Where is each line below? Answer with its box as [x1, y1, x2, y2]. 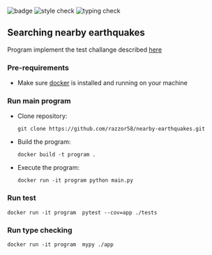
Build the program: [17, 138, 71, 146]
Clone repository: [17, 112, 68, 120]
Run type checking [7, 225, 73, 235]
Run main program [7, 96, 71, 106]
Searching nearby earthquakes [7, 27, 145, 38]
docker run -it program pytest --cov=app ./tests [7, 209, 158, 216]
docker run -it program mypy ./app [7, 241, 114, 248]
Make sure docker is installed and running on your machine [17, 79, 188, 87]
